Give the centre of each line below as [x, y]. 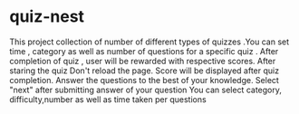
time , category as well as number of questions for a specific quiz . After [144, 51]
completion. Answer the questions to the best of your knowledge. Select [144, 80]
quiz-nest [47, 17]
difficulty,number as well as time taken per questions [108, 99]
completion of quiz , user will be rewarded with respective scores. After [143, 61]
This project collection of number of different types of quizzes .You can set [149, 42]
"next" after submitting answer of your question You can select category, [146, 90]
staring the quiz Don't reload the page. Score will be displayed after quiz [144, 71]
